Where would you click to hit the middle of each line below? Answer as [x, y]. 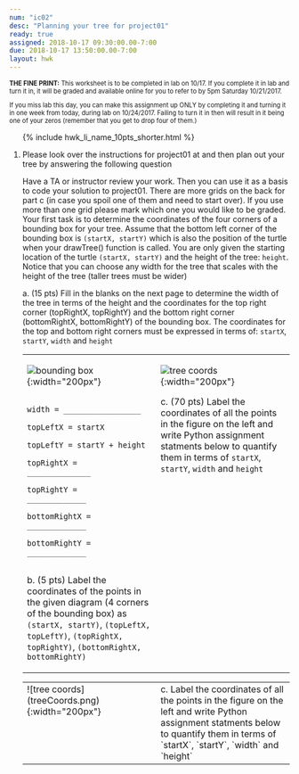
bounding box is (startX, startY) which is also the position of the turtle [154, 238]
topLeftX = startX [65, 428]
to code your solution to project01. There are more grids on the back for [154, 191]
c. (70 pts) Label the [203, 402]
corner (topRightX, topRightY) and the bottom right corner [128, 312]
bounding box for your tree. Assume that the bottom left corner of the [149, 229]
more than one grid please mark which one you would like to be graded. [154, 210]
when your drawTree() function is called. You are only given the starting [154, 248]
